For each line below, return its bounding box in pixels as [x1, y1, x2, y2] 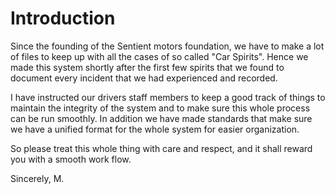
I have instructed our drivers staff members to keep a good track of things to [10, 91, 326, 103]
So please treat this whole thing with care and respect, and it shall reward [10, 142, 313, 154]
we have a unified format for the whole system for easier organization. [10, 123, 300, 135]
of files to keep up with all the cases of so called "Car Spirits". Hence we [10, 50, 309, 62]
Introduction [10, 7, 116, 30]
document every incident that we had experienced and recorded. [10, 72, 278, 84]
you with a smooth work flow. [10, 153, 132, 165]
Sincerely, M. [10, 172, 65, 184]
